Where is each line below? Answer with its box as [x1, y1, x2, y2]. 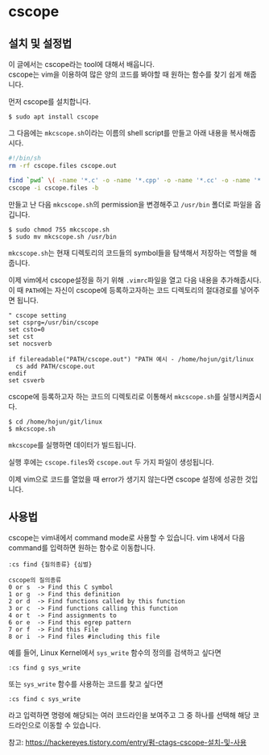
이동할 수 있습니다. [43, 720, 101, 730]
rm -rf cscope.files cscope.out [8, 161, 117, 169]
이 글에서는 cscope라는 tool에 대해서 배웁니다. [8, 60, 155, 69]
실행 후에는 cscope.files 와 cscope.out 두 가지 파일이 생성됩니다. [8, 457, 215, 466]
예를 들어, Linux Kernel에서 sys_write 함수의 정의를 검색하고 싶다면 [8, 648, 221, 657]
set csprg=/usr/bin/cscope [8, 318, 99, 327]
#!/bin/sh [8, 154, 42, 162]
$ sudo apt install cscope [8, 113, 99, 121]
